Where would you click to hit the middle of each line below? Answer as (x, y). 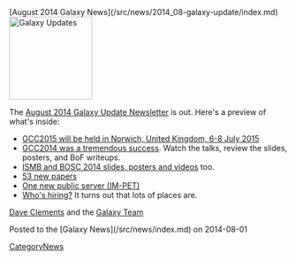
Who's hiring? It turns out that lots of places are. (110, 195)
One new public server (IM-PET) (81, 186)
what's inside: (34, 122)
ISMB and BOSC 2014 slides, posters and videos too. (118, 167)
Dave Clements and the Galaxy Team (76, 212)
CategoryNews (37, 246)
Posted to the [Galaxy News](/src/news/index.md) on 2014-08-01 (128, 229)
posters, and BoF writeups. (71, 157)
